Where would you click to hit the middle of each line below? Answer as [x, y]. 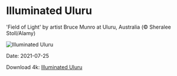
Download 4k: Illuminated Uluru [44, 67]
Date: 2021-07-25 [27, 56]
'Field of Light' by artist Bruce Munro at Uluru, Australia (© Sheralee [88, 27]
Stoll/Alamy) [21, 33]
